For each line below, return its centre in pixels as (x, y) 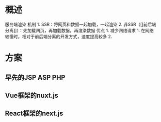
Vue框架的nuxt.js (32, 95)
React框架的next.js (34, 113)
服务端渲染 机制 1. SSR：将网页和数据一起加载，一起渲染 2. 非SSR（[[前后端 (81, 24)
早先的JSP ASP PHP (35, 78)
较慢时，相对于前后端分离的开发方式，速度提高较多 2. (59, 36)
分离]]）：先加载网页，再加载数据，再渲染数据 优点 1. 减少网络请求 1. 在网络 (80, 30)
